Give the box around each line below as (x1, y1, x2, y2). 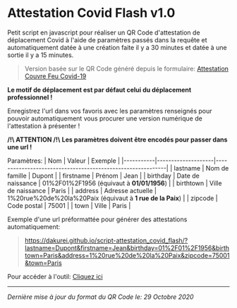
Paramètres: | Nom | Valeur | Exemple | (7, 156, 121, 165)
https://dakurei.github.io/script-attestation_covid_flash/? (24, 236, 188, 245)
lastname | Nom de (174, 164, 229, 172)
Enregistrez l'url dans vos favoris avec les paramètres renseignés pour (7, 106, 213, 115)
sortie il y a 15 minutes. (7, 51, 74, 59)
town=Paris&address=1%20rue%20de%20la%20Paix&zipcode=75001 (24, 251, 230, 259)
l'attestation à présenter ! (7, 121, 80, 130)
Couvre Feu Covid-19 (24, 72, 87, 80)
